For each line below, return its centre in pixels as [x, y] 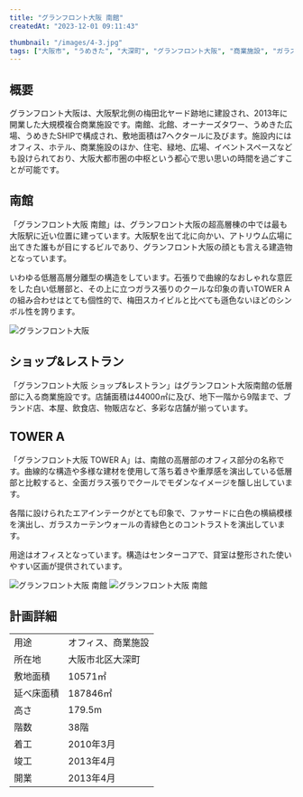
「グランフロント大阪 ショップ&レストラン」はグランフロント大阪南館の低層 [151, 385]
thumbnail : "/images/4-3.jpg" [66, 42]
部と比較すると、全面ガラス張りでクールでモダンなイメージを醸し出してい [147, 482]
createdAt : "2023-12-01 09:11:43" [74, 26]
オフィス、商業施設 [109, 642]
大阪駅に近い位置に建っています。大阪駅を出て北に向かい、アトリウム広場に [151, 235]
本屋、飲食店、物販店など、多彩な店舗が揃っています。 [151, 408]
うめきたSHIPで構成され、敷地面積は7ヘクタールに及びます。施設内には [158, 136]
